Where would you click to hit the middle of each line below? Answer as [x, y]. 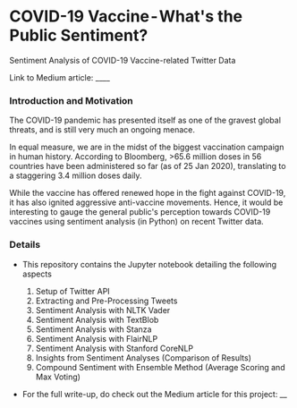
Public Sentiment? [79, 35]
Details [25, 245]
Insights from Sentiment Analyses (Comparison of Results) [144, 357]
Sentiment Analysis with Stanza [93, 329]
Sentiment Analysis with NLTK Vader [103, 310]
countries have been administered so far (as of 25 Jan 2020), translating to [148, 166]
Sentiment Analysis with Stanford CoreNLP [115, 348]
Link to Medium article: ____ [59, 77]
